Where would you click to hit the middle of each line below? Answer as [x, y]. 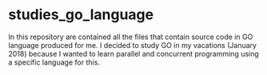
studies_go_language [81, 15]
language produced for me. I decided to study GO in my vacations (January [133, 45]
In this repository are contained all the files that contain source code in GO [131, 37]
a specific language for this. [54, 62]
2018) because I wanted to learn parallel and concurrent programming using [134, 53]
